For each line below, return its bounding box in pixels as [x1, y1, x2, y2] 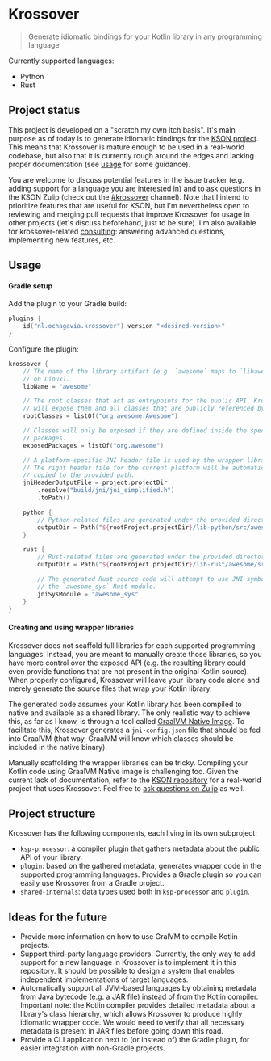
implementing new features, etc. [8, 235, 115, 245]
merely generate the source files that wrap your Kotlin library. [8, 684, 212, 693]
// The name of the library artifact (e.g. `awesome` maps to [23, 367, 236, 376]
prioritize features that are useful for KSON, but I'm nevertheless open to [8, 200, 250, 210]
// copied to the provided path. [23, 471, 135, 479]
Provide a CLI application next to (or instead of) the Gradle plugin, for [19, 1035, 250, 1045]
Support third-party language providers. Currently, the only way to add [19, 949, 256, 958]
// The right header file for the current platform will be [23, 464, 229, 472]
